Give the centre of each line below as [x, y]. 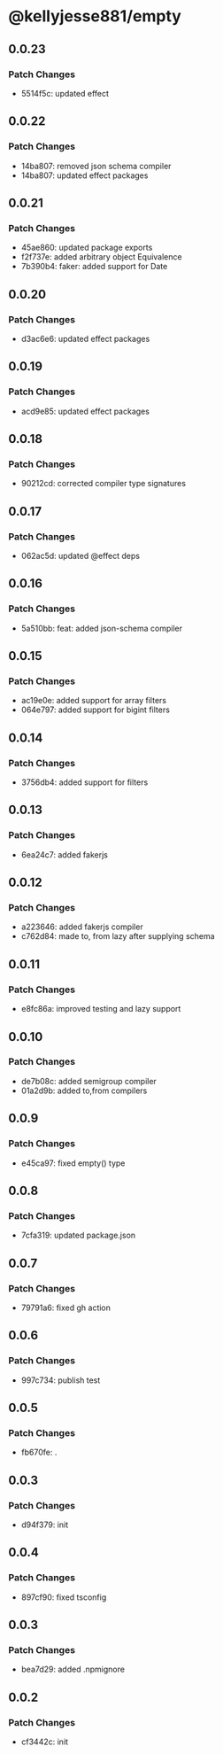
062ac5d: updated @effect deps [81, 556]
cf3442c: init [44, 1742]
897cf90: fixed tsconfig [64, 1597]
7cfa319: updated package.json [78, 1235]
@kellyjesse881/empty [95, 16]
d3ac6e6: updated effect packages [85, 338]
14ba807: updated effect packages [85, 175]
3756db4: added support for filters [85, 782]
